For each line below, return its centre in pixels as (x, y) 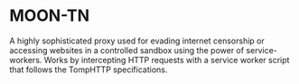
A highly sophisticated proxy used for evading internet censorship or (137, 41)
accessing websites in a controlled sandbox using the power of (127, 50)
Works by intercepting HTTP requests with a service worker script (167, 60)
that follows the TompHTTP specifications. (89, 70)
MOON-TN (50, 16)
